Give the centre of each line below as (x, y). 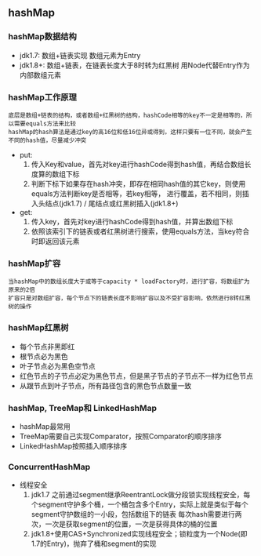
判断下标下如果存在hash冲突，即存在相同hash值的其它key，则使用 (138, 184)
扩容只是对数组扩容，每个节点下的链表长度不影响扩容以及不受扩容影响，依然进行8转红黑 (129, 298)
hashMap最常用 (45, 426)
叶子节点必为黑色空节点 (57, 366)
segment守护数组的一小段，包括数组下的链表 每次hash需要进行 (133, 514)
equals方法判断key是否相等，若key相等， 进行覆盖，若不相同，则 (137, 193)
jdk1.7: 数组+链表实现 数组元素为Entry (80, 55)
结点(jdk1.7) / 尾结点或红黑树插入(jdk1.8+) (112, 203)
